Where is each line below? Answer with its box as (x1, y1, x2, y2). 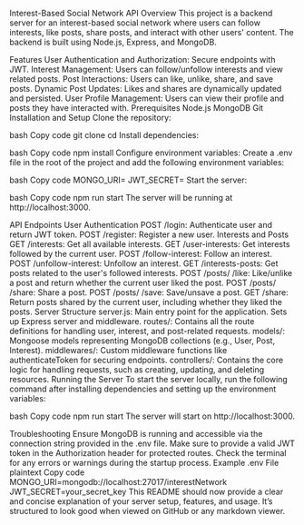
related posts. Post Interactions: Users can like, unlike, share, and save (9, 74, 274, 84)
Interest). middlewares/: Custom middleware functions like (9, 345, 228, 355)
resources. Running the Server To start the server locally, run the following (9, 374, 288, 384)
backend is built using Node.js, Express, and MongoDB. (9, 36, 218, 47)
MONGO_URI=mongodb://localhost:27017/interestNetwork (9, 477, 228, 487)
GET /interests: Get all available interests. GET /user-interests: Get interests (9, 239, 290, 249)
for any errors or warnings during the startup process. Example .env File (9, 458, 279, 468)
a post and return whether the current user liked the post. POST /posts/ (9, 277, 277, 288)
